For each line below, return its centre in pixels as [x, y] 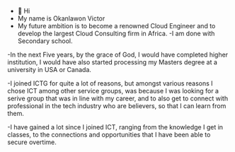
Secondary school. [45, 41]
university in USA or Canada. [50, 70]
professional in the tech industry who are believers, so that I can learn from [117, 106]
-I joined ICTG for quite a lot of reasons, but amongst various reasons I [110, 83]
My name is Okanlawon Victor [61, 18]
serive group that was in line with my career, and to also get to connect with [118, 98]
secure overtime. [32, 142]
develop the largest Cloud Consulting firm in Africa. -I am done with [116, 33]
